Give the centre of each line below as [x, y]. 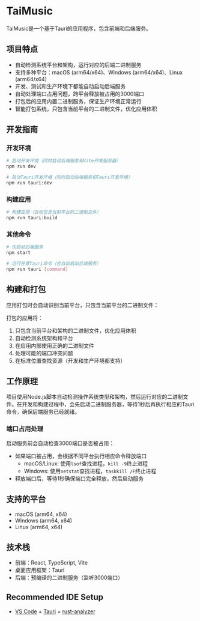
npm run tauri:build [32, 218]
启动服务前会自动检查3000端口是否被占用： [60, 443]
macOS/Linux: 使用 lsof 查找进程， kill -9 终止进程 [86, 463]
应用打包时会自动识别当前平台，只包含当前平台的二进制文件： [83, 305]
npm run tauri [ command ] [37, 269]
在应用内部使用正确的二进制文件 [54, 345]
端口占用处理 [25, 429]
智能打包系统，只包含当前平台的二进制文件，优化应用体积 [86, 109]
